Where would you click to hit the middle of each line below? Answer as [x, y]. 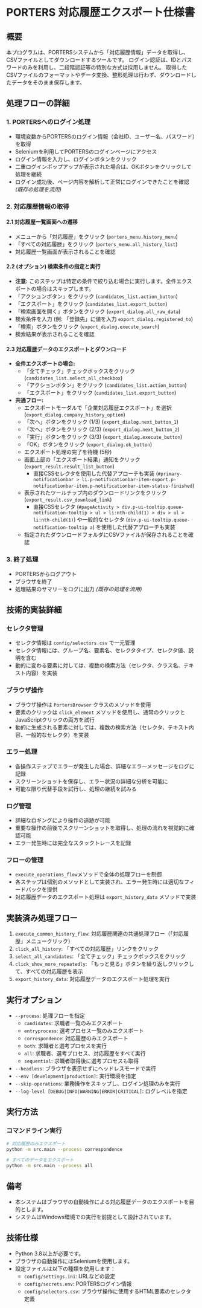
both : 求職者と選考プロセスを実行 [65, 1046]
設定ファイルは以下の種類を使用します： [65, 1268]
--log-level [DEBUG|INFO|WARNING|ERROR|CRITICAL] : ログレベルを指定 [101, 1091]
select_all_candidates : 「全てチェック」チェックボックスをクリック [100, 956]
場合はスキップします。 [65, 289]
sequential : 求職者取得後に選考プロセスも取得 [81, 1061]
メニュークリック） [49, 941]
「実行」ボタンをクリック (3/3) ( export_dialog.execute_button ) [103, 437]
